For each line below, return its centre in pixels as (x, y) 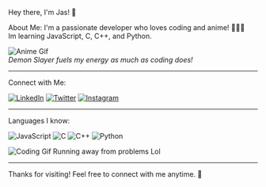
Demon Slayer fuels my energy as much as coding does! (101, 60)
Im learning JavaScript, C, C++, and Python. (80, 36)
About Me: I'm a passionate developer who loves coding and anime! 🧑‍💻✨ (127, 27)
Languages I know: (39, 120)
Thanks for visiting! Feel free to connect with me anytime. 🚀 (105, 174)
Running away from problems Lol (106, 151)
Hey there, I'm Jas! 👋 (42, 12)
